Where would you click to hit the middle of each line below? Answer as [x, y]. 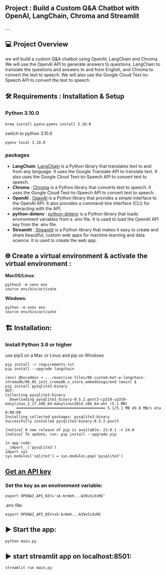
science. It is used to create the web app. [55, 240]
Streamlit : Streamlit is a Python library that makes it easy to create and [85, 229]
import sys [16, 452]
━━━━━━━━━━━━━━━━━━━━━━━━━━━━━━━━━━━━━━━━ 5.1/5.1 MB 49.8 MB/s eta [89, 408]
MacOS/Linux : [20, 276]
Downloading [22, 399]
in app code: [19, 443]
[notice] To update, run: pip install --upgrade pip [61, 434]
